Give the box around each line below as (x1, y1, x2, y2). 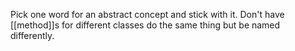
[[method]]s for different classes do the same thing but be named (10, 19, 281, 31)
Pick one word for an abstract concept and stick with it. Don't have (10, 9, 285, 20)
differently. (10, 30, 55, 41)
